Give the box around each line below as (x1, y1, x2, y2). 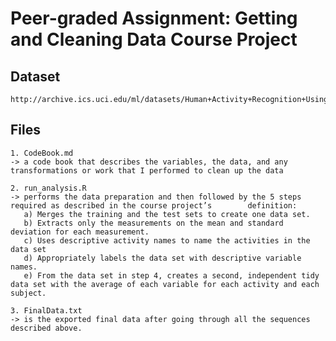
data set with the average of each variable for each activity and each (10, 279, 320, 289)
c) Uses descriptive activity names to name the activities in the (23, 235, 311, 246)
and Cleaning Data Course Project (10, 28, 298, 51)
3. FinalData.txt (10, 305, 83, 316)
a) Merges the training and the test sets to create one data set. (23, 209, 311, 219)
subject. (10, 288, 47, 298)
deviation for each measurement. (10, 227, 150, 237)
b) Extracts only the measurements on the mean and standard (23, 218, 284, 228)
